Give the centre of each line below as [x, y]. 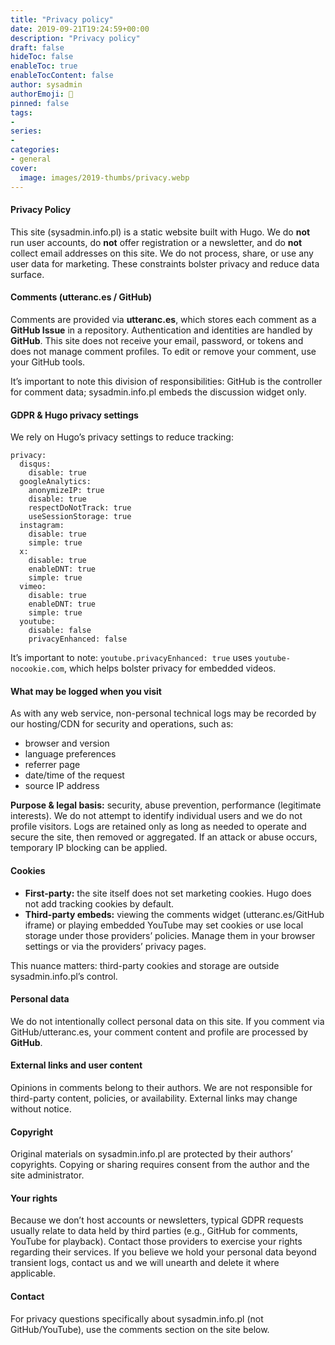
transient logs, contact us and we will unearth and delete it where [145, 1263]
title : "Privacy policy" [62, 19]
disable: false [60, 631]
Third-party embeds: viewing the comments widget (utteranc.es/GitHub [174, 914]
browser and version [67, 743]
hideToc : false [42, 57]
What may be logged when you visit [86, 691]
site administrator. [47, 1175]
